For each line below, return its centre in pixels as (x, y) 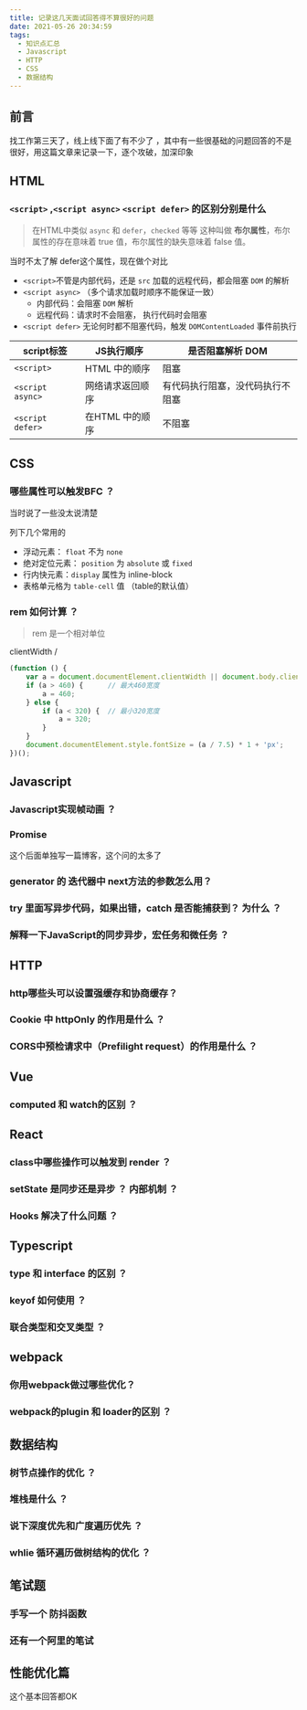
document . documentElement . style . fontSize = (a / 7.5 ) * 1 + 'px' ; (155, 745)
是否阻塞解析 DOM (228, 351)
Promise (28, 835)
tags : (20, 35)
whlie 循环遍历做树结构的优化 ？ (80, 1553)
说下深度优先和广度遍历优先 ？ (76, 1526)
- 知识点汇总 (39, 43)
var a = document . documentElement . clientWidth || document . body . (153, 677)
